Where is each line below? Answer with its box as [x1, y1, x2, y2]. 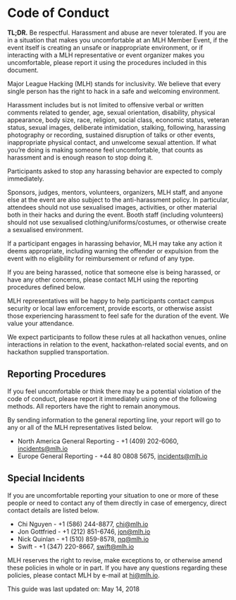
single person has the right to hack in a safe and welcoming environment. [7, 87, 221, 95]
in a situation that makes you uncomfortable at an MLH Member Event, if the [7, 35, 229, 44]
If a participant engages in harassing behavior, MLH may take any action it [7, 239, 223, 248]
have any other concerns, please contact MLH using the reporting [7, 275, 199, 284]
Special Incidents [7, 472, 85, 484]
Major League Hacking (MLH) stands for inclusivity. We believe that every [7, 79, 221, 88]
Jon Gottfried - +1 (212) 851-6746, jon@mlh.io [17, 527, 151, 536]
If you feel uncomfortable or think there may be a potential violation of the [7, 387, 222, 395]
